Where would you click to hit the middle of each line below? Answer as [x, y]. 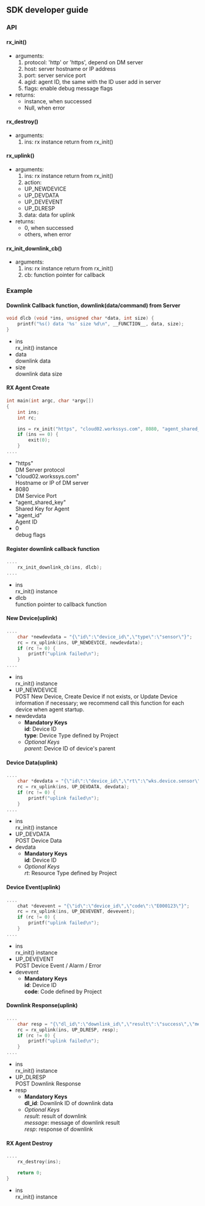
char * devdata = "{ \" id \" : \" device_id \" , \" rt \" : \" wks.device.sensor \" [109, 781]
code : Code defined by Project [63, 991]
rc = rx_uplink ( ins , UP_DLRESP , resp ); [68, 1030]
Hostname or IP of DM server [52, 483]
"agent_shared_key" [40, 502]
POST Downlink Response [48, 1084]
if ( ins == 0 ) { [38, 435]
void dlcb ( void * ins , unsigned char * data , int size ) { [80, 318]
